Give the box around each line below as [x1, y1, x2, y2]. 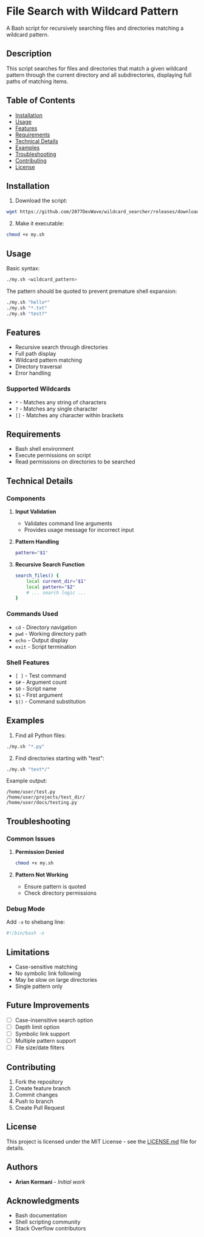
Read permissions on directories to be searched [15, 458, 135, 465]
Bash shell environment [15, 445, 74, 453]
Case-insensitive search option [15, 1016, 93, 1024]
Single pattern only [15, 982, 63, 990]
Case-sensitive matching [15, 964, 78, 970]
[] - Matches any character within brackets [15, 411, 124, 418]
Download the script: [15, 197, 68, 205]
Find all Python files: [15, 731, 66, 739]
